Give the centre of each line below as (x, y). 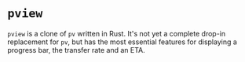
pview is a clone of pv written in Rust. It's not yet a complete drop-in (116, 33)
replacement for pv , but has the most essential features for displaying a (122, 42)
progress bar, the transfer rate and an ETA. (77, 50)
